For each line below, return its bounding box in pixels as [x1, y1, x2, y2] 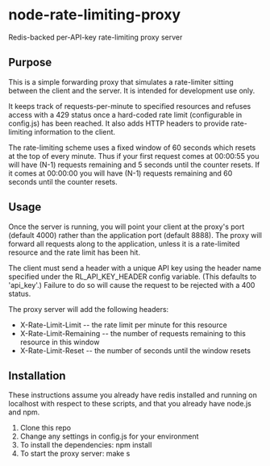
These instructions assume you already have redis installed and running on [8, 390, 258, 400]
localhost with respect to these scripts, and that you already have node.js [8, 399, 251, 409]
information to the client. [34, 127, 115, 136]
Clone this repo [19, 423, 71, 433]
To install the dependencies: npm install [19, 440, 152, 450]
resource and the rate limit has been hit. [8, 248, 141, 257]
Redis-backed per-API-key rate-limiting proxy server [8, 32, 183, 42]
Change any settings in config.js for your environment [19, 431, 199, 441]
